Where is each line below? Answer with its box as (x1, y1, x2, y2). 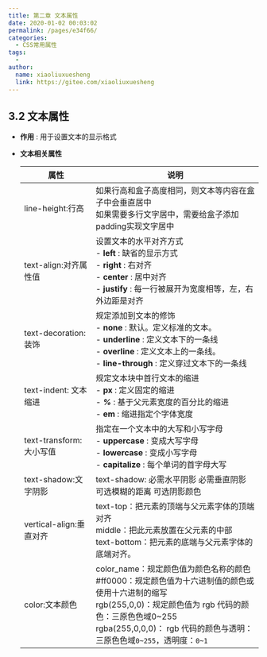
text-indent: (23, 385, 69, 396)
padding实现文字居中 (95, 221, 175, 232)
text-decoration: (23, 327, 86, 338)
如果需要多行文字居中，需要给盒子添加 (95, 209, 240, 220)
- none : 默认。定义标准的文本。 (95, 323, 217, 334)
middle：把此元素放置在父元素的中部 (95, 525, 233, 536)
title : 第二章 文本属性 (8, 11, 79, 20)
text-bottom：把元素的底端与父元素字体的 (95, 537, 253, 548)
